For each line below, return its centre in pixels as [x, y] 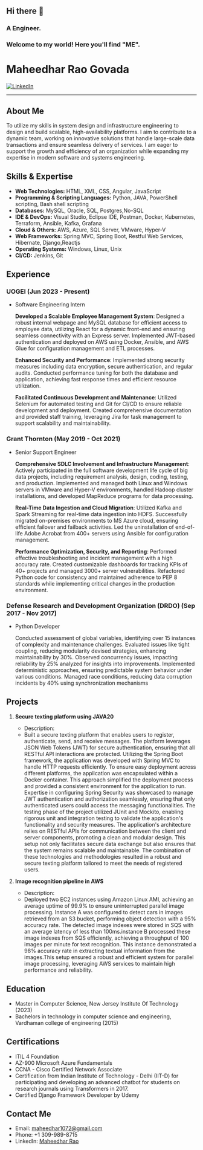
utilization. [28, 386]
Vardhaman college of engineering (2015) [67, 1022]
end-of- [185, 527]
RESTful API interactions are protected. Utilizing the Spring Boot [103, 754]
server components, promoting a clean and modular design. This [105, 837]
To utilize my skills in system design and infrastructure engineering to [93, 125]
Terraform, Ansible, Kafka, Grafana [58, 223]
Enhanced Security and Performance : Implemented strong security [100, 360]
